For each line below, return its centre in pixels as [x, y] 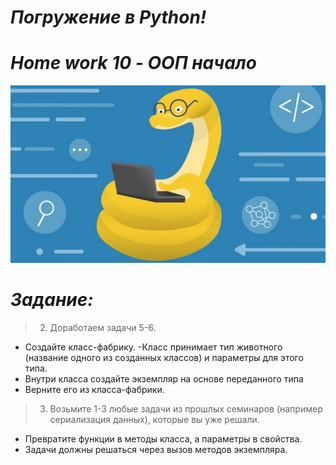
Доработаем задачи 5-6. [103, 327]
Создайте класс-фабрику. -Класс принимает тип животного [153, 347]
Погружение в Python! [108, 17]
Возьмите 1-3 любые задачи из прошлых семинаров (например [186, 408]
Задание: [52, 299]
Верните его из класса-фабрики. [94, 389]
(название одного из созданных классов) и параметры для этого [164, 357]
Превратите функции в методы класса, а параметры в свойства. [163, 438]
